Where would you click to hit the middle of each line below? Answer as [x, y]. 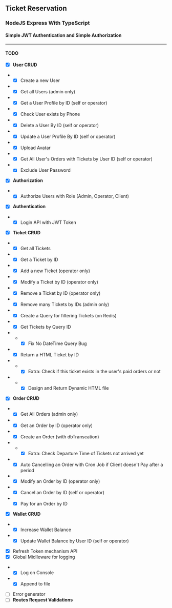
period [27, 470]
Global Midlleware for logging [44, 557]
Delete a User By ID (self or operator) [59, 126]
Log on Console [37, 573]
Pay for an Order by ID [44, 503]
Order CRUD [26, 398]
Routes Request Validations [43, 600]
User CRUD [25, 65]
